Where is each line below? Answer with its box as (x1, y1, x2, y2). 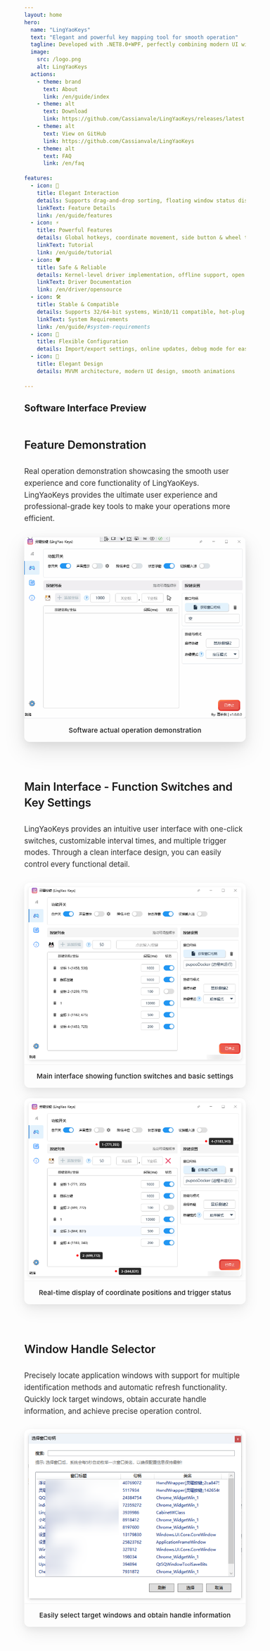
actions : (30, 70, 56, 77)
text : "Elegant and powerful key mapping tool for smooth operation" (30, 34, 238, 41)
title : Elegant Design (37, 360, 103, 368)
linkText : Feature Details (37, 204, 116, 211)
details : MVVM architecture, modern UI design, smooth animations (37, 368, 236, 375)
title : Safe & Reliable (37, 264, 107, 271)
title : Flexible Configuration (37, 338, 129, 345)
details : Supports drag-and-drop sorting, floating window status (37, 197, 236, 204)
